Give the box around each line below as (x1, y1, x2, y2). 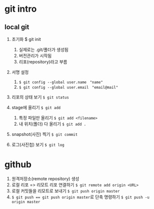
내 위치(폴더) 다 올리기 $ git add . (18, 121, 86, 127)
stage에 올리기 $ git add (11, 105, 61, 110)
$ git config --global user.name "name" (18, 80, 103, 85)
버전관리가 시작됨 (18, 53, 52, 58)
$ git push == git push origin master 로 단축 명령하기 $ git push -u (11, 194, 150, 200)
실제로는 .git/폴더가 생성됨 (18, 47, 68, 52)
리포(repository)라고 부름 (18, 59, 68, 64)
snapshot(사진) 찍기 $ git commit (11, 132, 78, 137)
